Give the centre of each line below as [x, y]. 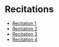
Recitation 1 [24, 23]
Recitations [29, 9]
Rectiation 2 [25, 28]
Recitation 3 [25, 34]
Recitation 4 [25, 39]
